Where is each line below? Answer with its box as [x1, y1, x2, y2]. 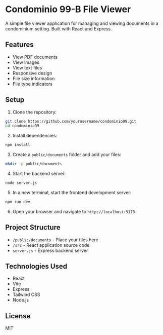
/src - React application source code [12, 242, 90, 248]
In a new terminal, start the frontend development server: [12, 189, 132, 196]
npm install [5, 142, 30, 147]
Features [5, 41, 34, 49]
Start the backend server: [12, 171, 66, 177]
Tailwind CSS [12, 291, 40, 297]
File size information [12, 75, 55, 82]
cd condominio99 [5, 123, 39, 129]
